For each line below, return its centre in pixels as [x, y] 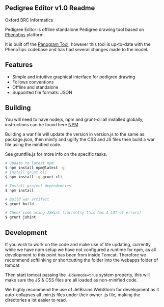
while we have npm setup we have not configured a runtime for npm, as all [81, 250]
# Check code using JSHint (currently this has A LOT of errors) [73, 213]
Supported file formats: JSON [42, 92]
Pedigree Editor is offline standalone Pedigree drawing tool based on [75, 29]
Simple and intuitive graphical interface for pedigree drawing [74, 77]
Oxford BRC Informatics [29, 20]
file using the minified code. [33, 145]
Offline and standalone [35, 87]
